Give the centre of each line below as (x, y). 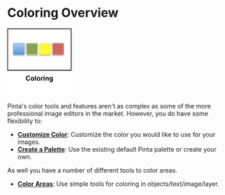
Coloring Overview (63, 13)
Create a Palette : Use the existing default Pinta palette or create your (117, 149)
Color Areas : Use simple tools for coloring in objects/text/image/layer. (118, 184)
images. (29, 142)
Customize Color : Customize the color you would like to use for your (116, 134)
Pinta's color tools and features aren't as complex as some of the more (109, 106)
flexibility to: (25, 121)
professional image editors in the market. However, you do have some (108, 113)
